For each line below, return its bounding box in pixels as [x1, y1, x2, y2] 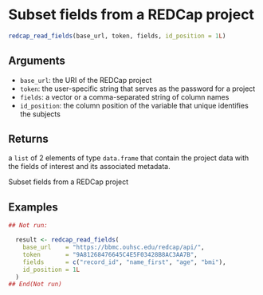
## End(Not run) [8, 281, 62, 289]
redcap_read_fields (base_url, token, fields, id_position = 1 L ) [8, 32, 226, 40]
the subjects [19, 109, 61, 119]
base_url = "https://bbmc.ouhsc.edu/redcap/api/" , [22, 243, 205, 251]
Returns [8, 132, 49, 146]
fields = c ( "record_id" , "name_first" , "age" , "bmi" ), [22, 258, 226, 266]
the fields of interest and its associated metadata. [8, 162, 171, 171]
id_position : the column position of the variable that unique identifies [19, 100, 249, 110]
